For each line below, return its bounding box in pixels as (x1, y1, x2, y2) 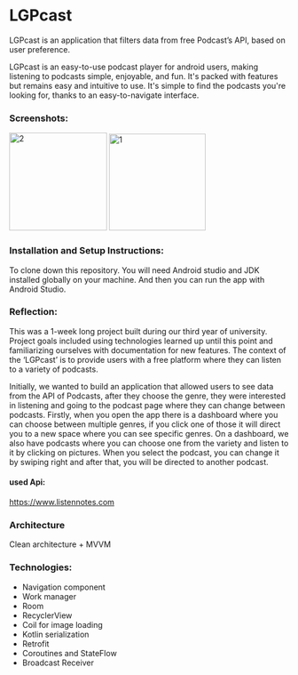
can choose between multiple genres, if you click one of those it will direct (9, 419, 281, 430)
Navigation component (21, 582, 106, 592)
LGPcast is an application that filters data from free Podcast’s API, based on (9, 35, 286, 45)
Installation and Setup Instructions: (9, 245, 164, 257)
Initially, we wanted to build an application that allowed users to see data (9, 381, 274, 391)
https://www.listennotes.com (9, 497, 115, 508)
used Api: (9, 477, 46, 487)
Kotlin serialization (21, 629, 90, 639)
